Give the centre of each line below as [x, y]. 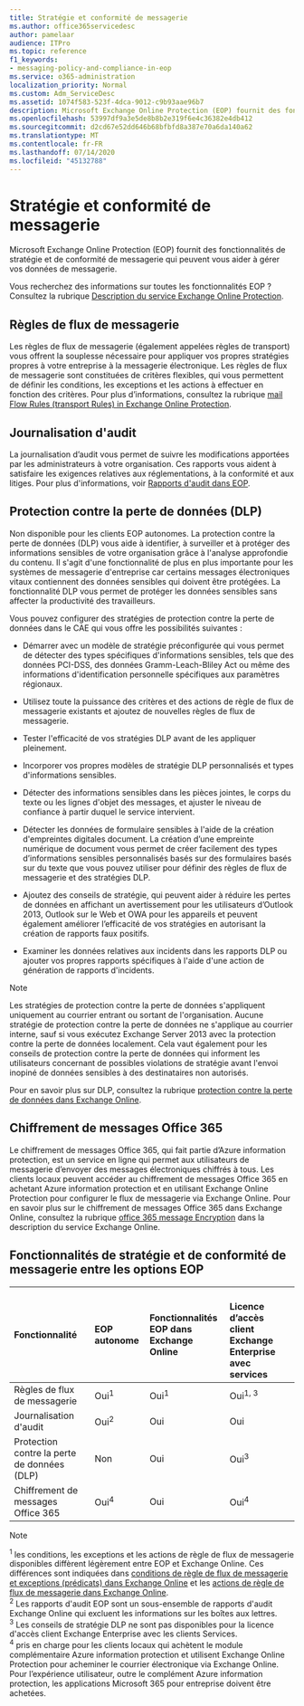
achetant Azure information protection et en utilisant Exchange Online [139, 1188]
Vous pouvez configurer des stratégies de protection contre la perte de [142, 618]
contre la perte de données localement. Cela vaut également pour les [138, 1044]
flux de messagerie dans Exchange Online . [89, 1593]
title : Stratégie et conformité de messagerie [99, 18]
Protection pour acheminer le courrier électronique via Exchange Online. [144, 1664]
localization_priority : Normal [68, 85]
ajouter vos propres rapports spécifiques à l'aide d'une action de [143, 960]
